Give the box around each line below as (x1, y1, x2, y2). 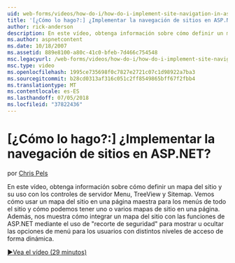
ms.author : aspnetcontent (7, 36, 83, 43)
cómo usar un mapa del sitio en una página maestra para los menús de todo (7, 197, 227, 206)
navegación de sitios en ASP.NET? (7, 146, 211, 162)
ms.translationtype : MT (7, 82, 77, 89)
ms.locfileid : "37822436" (7, 101, 83, 108)
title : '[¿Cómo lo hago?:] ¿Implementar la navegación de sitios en (7, 17, 211, 24)
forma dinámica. (7, 234, 55, 243)
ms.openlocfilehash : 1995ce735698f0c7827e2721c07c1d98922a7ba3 (7, 68, 196, 75)
